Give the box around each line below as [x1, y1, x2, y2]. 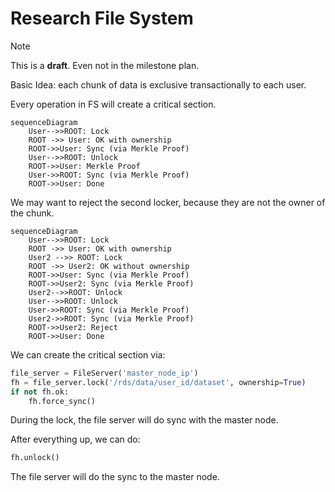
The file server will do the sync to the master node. [10, 471, 220, 483]
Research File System [10, 7, 194, 30]
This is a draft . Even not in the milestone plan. [10, 59, 200, 71]
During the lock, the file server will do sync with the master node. [10, 414, 279, 426]
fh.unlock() [10, 453, 60, 463]
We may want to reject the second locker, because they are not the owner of [10, 196, 326, 208]
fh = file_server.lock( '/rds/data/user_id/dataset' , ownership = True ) [10, 377, 307, 387]
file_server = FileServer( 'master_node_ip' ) [10, 368, 199, 378]
